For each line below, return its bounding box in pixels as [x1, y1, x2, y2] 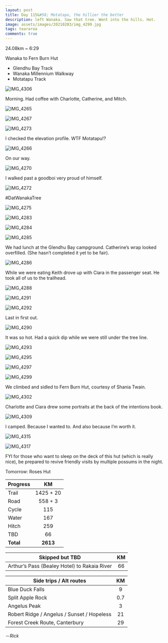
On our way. [5, 155, 31, 161]
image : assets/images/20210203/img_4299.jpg [5, 21, 101, 27]
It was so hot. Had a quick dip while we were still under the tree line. [5, 334, 149, 340]
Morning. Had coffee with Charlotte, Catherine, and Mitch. [5, 96, 127, 102]
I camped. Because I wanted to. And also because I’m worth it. [5, 424, 136, 429]
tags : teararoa [5, 27, 38, 32]
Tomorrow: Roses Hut [5, 469, 51, 474]
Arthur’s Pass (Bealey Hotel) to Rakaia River [8, 563, 112, 569]
